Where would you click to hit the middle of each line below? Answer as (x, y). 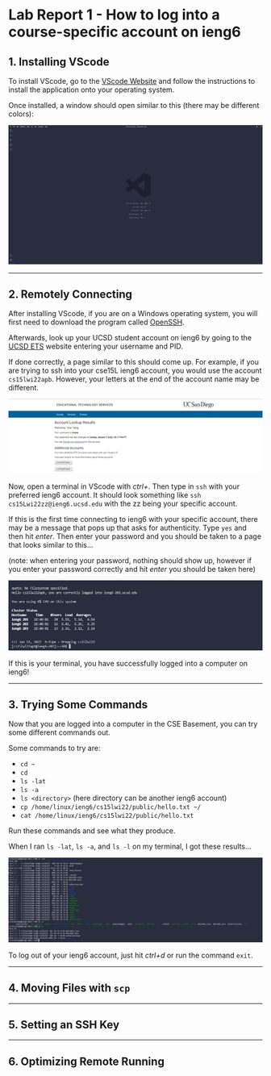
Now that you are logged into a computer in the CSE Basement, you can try (133, 724)
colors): (21, 114)
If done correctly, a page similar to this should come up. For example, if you (134, 362)
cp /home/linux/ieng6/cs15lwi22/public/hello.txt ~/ (110, 807)
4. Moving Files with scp (69, 988)
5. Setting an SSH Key (64, 1025)
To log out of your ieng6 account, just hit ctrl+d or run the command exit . (131, 955)
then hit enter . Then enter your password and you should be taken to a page (135, 536)
